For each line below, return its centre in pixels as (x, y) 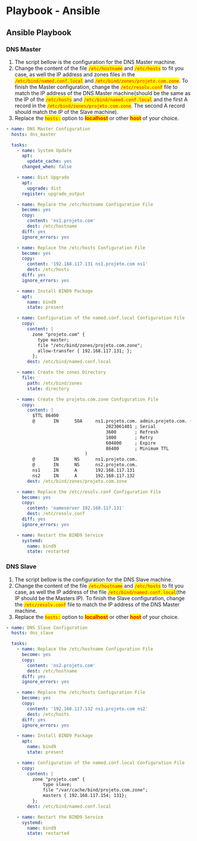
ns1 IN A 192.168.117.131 (83, 470)
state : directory (48, 389)
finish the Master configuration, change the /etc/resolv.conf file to (96, 87)
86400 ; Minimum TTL (137, 448)
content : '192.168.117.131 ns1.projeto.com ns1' (88, 264)
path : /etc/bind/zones (55, 383)
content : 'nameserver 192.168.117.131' (76, 508)
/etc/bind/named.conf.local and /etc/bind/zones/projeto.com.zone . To (101, 80)
